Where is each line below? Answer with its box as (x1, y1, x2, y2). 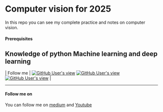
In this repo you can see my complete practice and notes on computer (5, 19, 146, 25)
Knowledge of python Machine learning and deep (5, 49, 158, 58)
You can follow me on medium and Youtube (5, 102, 92, 108)
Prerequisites (5, 35, 33, 42)
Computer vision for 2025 (5, 3, 112, 15)
